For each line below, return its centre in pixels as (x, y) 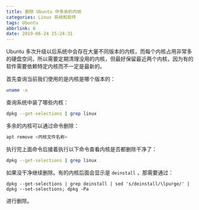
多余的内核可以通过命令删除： (42, 126)
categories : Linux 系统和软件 (41, 17)
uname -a (17, 90)
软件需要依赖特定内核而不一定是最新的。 (56, 67)
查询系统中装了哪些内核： (37, 102)
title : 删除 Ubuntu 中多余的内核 (44, 12)
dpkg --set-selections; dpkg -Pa (48, 189)
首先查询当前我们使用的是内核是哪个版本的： (61, 79)
